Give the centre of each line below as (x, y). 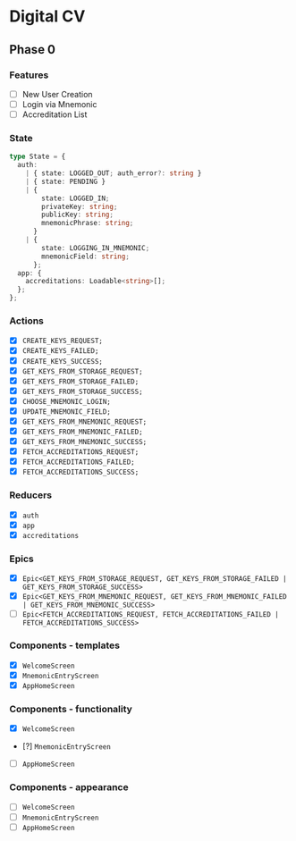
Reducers (30, 495)
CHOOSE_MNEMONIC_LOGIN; (67, 401)
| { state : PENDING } (65, 181)
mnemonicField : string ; (85, 257)
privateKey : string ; (80, 206)
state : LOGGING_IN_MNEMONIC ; (96, 248)
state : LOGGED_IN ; (76, 198)
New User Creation (57, 94)
